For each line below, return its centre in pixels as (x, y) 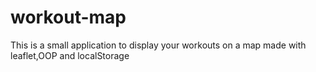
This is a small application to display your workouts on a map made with (158, 45)
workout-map (68, 17)
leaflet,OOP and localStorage (70, 55)
